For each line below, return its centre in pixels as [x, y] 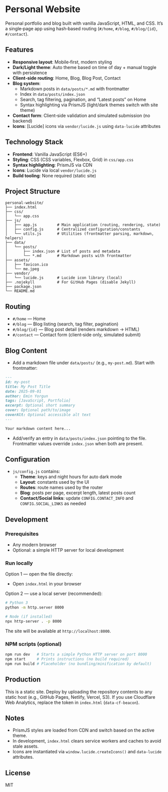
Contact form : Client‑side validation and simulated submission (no [81, 115]
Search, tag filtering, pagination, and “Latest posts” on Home [83, 99]
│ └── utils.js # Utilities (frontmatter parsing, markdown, [80, 234]
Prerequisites [22, 534]
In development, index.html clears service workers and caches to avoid [87, 741]
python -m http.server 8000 [35, 608]
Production [23, 679]
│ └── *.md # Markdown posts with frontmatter [68, 256]
